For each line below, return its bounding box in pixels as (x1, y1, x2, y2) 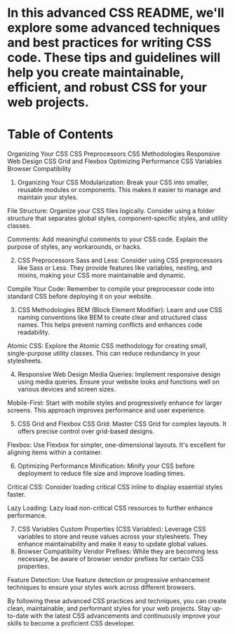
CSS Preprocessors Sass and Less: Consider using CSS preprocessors (17, 256, 223, 264)
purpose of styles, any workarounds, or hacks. (7, 243, 142, 251)
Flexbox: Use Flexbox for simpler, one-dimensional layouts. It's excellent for (7, 440, 226, 450)
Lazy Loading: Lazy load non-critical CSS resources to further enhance (7, 504, 213, 513)
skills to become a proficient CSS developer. (7, 619, 135, 628)
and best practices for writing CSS (7, 35, 212, 50)
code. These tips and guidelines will (7, 50, 221, 66)
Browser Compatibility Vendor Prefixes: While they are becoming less (17, 547, 219, 555)
